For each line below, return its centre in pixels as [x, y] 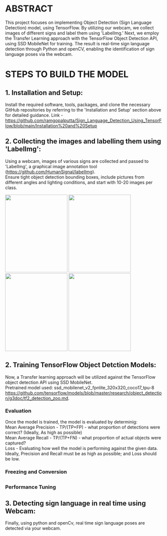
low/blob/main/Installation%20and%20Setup [51, 125]
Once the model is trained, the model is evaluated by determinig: [71, 422]
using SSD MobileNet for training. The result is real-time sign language [78, 43]
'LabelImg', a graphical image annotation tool [51, 166]
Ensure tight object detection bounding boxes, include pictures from [75, 177]
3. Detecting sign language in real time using [76, 503]
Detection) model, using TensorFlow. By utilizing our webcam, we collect [80, 27]
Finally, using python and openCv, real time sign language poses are [75, 523]
